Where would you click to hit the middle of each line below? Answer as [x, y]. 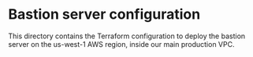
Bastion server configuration [104, 14]
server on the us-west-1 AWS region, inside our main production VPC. [121, 44]
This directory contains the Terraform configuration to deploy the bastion [127, 36]
